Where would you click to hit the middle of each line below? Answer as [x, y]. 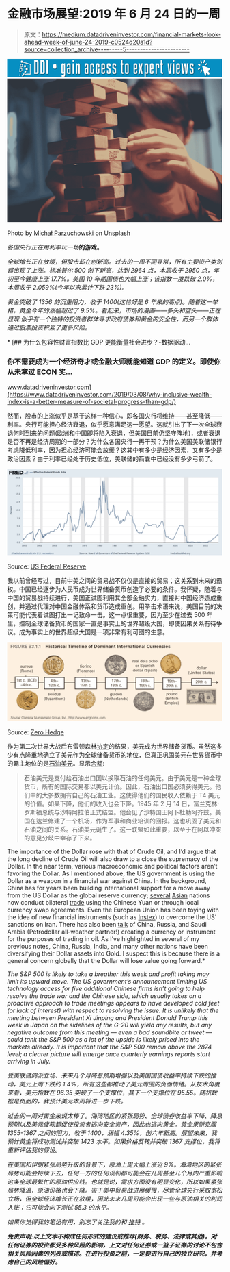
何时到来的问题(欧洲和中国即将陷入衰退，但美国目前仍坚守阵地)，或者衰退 [117, 433]
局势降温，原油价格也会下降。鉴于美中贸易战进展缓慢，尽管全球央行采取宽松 [115, 1190]
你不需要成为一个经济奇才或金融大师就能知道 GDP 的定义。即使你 [114, 362]
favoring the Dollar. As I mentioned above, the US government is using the [111, 873]
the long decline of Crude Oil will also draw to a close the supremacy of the [113, 859]
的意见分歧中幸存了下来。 [60, 838]
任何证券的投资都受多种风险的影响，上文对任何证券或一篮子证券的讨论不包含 [115, 1245]
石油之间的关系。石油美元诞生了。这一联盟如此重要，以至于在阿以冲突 [123, 829]
